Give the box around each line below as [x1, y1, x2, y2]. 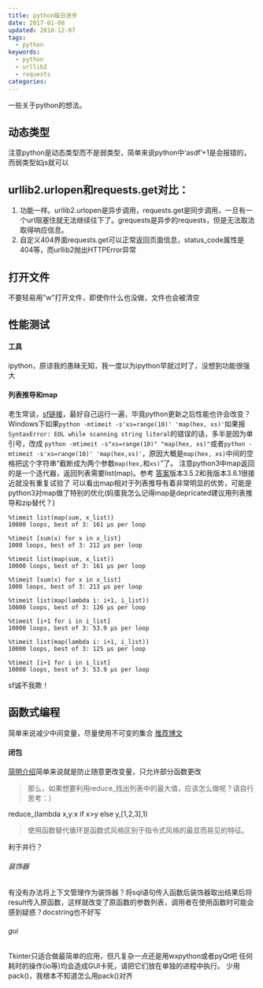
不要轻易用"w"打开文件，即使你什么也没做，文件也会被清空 [8, 293, 200, 302]
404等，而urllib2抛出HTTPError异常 [19, 245, 136, 255]
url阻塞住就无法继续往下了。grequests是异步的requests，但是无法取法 [26, 215, 255, 225]
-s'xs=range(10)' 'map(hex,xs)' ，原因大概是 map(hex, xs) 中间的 [36, 448, 246, 458]
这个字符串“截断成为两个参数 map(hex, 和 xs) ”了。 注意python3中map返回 [21, 458, 255, 468]
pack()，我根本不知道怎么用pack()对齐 [8, 971, 133, 981]
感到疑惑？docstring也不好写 [8, 907, 102, 916]
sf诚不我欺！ [8, 680, 50, 690]
